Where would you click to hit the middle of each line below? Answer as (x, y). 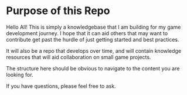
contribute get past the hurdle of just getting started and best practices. (93, 39)
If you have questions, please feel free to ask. (61, 86)
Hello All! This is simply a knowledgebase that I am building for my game (93, 27)
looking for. (20, 74)
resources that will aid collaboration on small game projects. (79, 57)
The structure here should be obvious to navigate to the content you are (93, 68)
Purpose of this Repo (58, 11)
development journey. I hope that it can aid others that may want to (87, 33)
